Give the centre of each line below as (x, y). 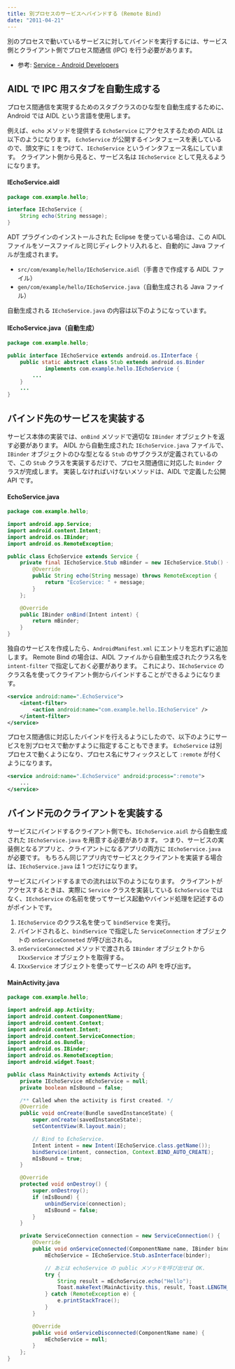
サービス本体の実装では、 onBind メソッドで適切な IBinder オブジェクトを (113, 437)
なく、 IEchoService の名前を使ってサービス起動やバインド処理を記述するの (116, 898)
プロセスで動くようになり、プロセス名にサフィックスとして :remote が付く (115, 754)
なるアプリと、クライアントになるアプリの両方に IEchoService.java (123, 849)
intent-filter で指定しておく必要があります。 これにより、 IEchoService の (116, 666)
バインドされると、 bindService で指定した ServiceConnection (106, 931)
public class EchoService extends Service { (73, 556)
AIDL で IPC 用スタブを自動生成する (84, 89)
